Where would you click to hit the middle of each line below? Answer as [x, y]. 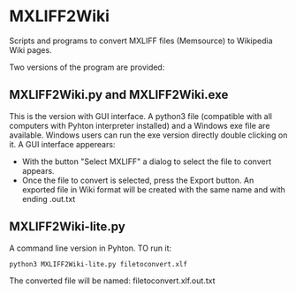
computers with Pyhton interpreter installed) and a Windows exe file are [140, 125]
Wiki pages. [30, 49]
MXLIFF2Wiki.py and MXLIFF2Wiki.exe [119, 95]
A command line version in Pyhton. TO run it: [91, 248]
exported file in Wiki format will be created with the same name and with [153, 189]
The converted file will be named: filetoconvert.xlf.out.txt [112, 281]
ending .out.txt [49, 199]
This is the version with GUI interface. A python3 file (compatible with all [140, 116]
